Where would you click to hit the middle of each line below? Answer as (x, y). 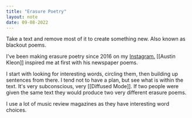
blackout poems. (26, 45)
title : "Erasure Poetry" (36, 11)
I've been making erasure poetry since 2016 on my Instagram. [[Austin (91, 57)
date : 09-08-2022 (27, 22)
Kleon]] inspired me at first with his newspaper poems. (72, 63)
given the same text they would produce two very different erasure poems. (96, 93)
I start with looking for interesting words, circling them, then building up (92, 74)
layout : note (22, 17)
